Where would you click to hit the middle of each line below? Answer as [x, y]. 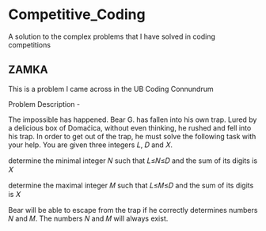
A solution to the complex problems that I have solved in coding [112, 36]
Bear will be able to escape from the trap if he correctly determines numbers [133, 210]
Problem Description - [44, 104]
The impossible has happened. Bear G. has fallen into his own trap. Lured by [133, 119]
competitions [30, 44]
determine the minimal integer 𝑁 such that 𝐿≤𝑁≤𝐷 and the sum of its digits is [133, 161]
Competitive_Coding [77, 15]
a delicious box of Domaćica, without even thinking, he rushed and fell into [130, 127]
